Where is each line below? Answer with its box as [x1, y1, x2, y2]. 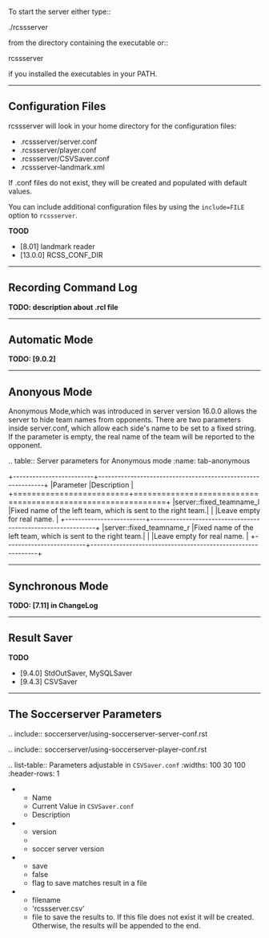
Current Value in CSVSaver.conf [31, 801, 134, 810]
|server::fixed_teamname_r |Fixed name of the [102, 523, 254, 532]
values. [8, 186, 32, 196]
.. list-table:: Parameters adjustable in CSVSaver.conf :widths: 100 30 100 [8, 760, 246, 769]
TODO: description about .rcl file [8, 302, 118, 312]
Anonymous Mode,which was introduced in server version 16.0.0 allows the [8, 406, 258, 416]
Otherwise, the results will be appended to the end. [31, 920, 201, 930]
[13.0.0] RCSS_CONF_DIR [19, 250, 103, 259]
